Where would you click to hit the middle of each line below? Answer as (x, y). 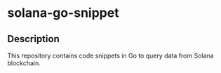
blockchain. (24, 63)
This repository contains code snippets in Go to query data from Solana (110, 55)
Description (33, 39)
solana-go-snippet (63, 13)
